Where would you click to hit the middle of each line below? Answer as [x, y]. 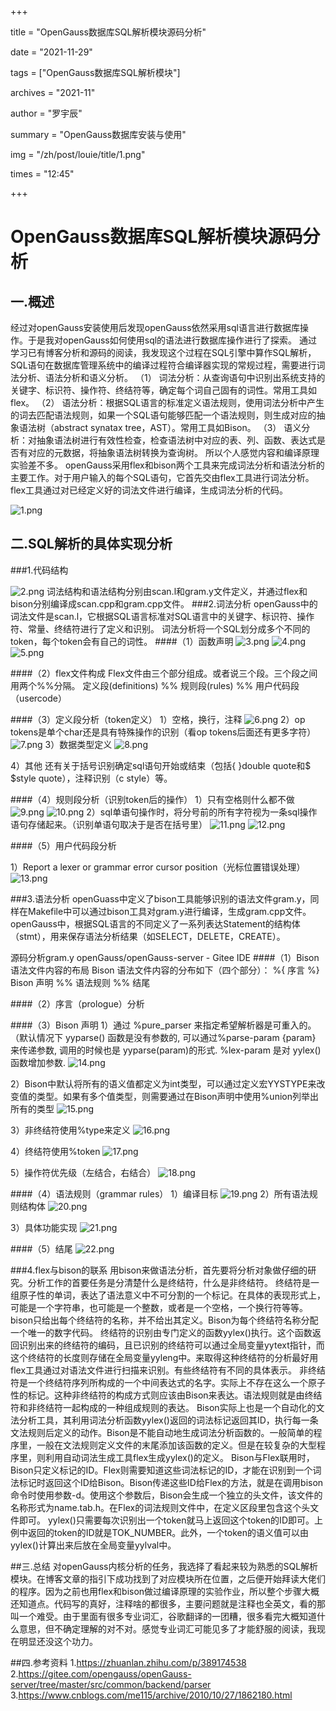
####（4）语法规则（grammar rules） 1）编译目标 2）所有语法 [160, 1193]
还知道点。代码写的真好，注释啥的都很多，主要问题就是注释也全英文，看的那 [168, 1603]
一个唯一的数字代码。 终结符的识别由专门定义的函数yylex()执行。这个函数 [161, 1332]
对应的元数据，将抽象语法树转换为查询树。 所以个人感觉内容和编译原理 [173, 452]
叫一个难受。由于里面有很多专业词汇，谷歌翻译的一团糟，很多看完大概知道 [163, 1616]
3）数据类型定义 [78, 744]
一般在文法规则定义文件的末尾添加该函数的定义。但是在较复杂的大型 [176, 1445]
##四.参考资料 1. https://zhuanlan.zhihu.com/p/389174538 [128, 1662]
